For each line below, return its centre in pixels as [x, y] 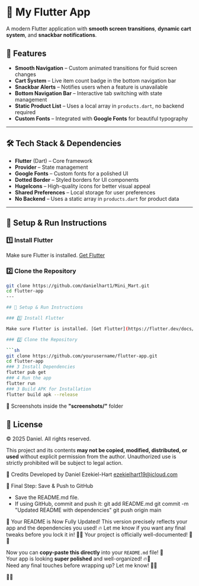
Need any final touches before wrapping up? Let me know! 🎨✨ [82, 565]
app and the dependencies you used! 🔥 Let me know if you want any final [96, 528]
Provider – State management [51, 167]
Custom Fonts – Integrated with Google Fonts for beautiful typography [101, 118]
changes [25, 74]
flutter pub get [26, 373]
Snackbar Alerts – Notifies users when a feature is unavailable [91, 87]
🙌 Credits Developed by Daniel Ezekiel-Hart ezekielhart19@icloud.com [92, 474]
